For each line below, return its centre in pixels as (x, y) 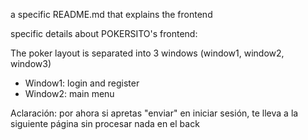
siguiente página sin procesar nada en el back (105, 123)
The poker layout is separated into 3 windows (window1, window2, (147, 53)
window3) (31, 63)
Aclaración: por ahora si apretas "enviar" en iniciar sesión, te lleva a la (154, 113)
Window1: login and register (82, 83)
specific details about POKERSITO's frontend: (104, 33)
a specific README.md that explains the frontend (111, 14)
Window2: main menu (69, 93)
